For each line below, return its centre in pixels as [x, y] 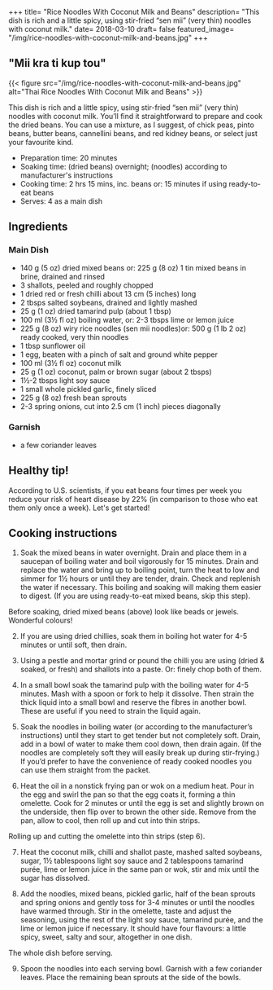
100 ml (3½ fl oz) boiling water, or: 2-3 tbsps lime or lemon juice [127, 319]
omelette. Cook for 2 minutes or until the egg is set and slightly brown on [142, 803]
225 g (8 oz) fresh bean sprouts [74, 398]
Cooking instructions [63, 533]
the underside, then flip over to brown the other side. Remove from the [138, 812]
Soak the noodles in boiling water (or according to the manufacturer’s [136, 727]
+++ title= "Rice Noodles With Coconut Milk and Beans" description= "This [134, 12]
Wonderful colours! [41, 620]
